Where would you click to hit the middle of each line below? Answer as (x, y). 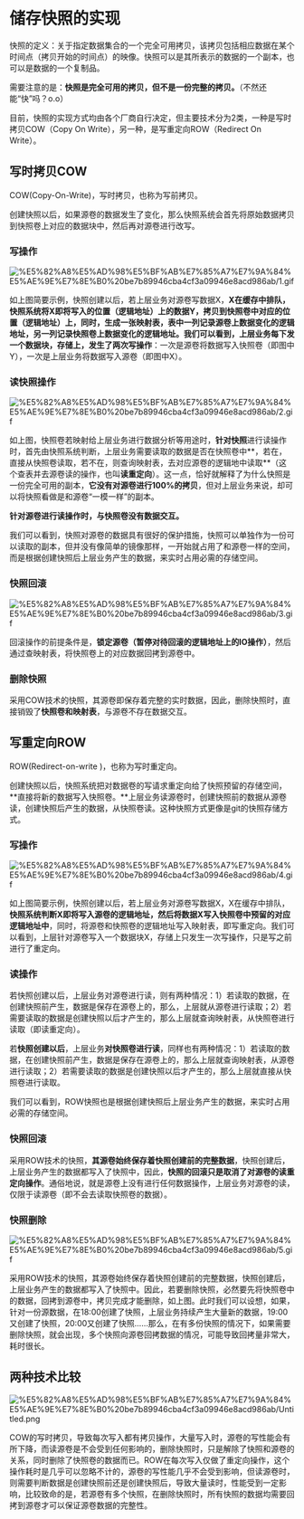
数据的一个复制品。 (69, 68)
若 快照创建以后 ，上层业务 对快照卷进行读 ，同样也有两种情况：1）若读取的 (146, 1049)
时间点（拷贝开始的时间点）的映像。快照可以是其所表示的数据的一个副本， (148, 56)
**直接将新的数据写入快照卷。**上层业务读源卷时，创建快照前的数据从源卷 (148, 796)
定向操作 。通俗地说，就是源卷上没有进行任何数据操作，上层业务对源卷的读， (152, 1182)
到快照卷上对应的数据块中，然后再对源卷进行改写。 (104, 225)
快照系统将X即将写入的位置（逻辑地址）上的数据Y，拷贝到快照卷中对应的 (146, 311)
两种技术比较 (45, 1377)
